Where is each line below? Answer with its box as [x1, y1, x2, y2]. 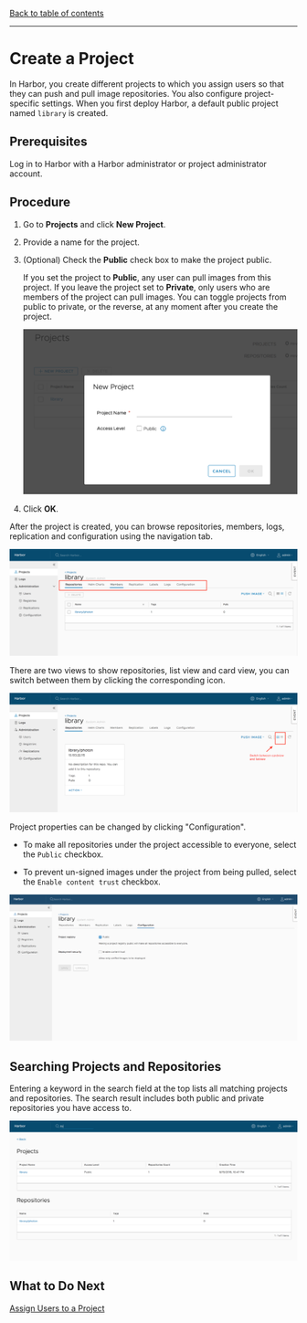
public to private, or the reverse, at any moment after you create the [22, 301, 279, 312]
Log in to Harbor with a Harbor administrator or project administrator [9, 158, 268, 169]
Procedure [9, 195, 71, 210]
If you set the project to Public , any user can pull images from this [22, 271, 271, 282]
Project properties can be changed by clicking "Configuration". [9, 821, 247, 832]
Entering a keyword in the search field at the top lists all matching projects [9, 1083, 288, 1095]
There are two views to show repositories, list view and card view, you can [9, 664, 290, 675]
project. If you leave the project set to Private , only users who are [22, 281, 270, 292]
